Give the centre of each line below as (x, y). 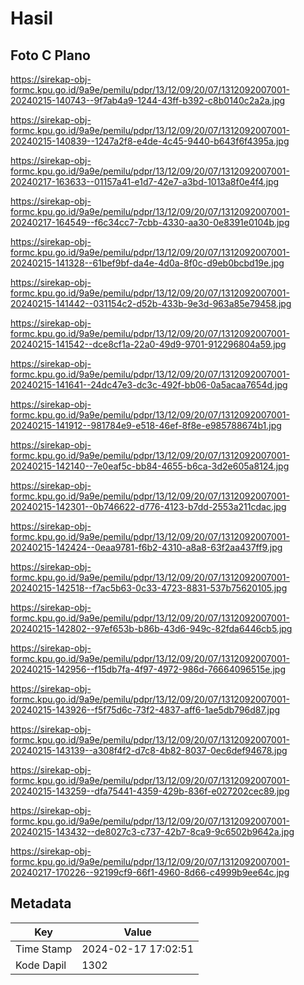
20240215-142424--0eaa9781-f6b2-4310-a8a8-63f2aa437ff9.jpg (146, 547)
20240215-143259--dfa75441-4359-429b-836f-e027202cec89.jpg (150, 791)
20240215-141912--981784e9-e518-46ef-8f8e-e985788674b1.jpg (146, 425)
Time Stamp (44, 949)
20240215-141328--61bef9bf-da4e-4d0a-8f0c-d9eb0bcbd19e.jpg (147, 263)
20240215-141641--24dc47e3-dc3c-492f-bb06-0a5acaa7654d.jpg (149, 385)
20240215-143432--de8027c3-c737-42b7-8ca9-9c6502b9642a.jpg (152, 831)
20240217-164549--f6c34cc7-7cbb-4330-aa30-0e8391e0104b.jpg (150, 222)
